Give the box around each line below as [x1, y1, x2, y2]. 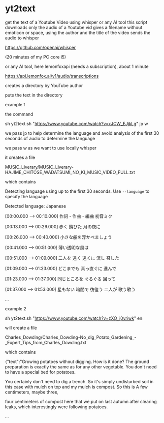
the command [5, 111, 33, 117]
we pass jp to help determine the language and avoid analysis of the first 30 [5, 130, 159, 136]
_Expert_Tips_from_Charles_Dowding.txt [5, 339, 87, 345]
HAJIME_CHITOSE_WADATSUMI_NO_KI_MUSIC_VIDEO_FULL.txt [5, 169, 135, 175]
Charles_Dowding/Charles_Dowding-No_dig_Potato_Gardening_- [5, 334, 136, 340]
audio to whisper [5, 35, 39, 41]
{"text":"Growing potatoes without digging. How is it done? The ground [5, 359, 149, 364]
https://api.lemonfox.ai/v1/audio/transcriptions [5, 73, 99, 79]
